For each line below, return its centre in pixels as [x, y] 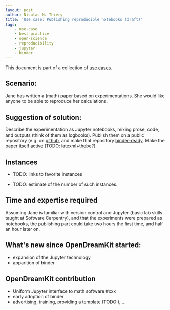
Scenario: [21, 83]
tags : [11, 24]
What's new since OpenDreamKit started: [73, 245]
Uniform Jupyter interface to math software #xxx [64, 291]
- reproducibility [34, 43]
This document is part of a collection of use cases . [59, 68]
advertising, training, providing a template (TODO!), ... [69, 302]
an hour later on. [23, 229]
